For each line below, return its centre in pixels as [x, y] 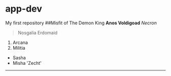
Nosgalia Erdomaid [37, 32]
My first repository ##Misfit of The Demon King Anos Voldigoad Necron [81, 23]
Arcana [20, 42]
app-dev [24, 9]
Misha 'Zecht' [27, 63]
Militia [19, 48]
